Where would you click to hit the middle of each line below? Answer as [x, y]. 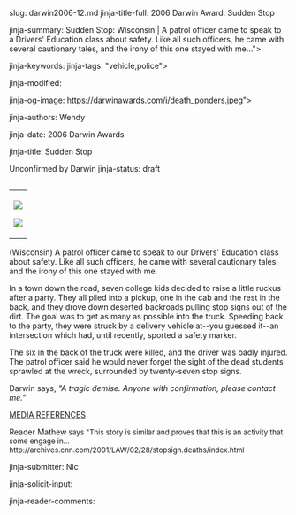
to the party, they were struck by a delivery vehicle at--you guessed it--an [144, 326]
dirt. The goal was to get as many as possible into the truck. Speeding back [147, 316]
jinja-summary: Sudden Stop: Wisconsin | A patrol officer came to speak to [145, 30]
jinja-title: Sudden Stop [51, 151]
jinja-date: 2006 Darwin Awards [67, 135]
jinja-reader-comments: [52, 501]
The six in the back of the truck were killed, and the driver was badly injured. [148, 352]
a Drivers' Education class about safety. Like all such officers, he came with [147, 39]
